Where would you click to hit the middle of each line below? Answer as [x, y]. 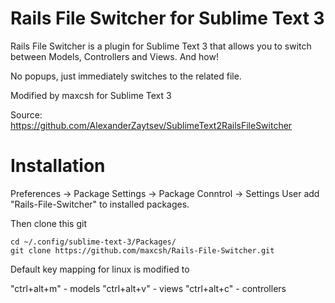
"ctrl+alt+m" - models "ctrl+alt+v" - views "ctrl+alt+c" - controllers [148, 288]
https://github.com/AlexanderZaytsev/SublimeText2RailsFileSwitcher [151, 125]
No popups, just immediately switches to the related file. [126, 76]
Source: [26, 114]
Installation [58, 166]
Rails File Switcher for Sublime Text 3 [167, 18]
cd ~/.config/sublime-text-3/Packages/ [93, 242]
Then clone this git [48, 223]
